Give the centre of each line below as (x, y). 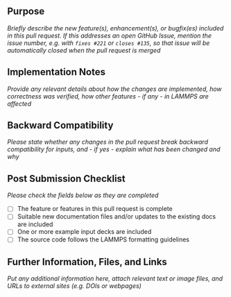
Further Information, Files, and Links (87, 262)
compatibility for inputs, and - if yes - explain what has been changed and (114, 149)
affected (19, 103)
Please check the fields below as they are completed (83, 195)
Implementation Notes (57, 72)
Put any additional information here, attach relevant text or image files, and (115, 279)
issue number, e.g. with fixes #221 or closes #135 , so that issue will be (109, 43)
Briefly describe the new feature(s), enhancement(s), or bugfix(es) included (115, 28)
